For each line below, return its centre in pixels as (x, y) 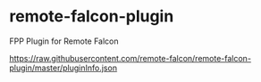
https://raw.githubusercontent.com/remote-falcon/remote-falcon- (130, 58)
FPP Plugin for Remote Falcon (64, 41)
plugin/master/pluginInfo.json (63, 68)
